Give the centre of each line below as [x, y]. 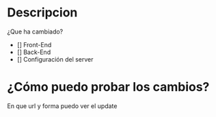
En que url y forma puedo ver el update [62, 106]
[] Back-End [34, 52]
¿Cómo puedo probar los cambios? [108, 87]
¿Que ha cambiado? [35, 31]
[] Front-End [34, 44]
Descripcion [42, 13]
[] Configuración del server [55, 59]
